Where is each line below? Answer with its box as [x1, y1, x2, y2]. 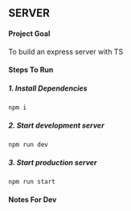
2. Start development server [8, 120, 104, 130]
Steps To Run [8, 65, 54, 75]
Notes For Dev [8, 194, 57, 204]
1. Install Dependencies [8, 83, 88, 93]
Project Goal [8, 28, 51, 39]
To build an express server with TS [8, 47, 124, 56]
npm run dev [8, 140, 48, 149]
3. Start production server [8, 157, 97, 167]
